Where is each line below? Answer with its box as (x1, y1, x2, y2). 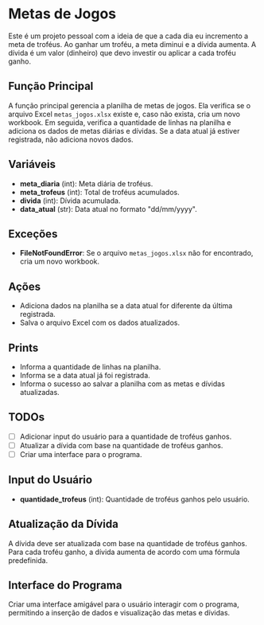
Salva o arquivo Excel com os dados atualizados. (19, 318, 181, 327)
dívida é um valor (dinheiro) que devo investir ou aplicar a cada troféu (8, 48, 236, 57)
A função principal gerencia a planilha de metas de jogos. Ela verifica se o (8, 100, 251, 110)
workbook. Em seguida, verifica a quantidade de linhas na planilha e (8, 117, 231, 127)
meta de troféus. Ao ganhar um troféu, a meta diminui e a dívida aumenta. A (8, 39, 257, 49)
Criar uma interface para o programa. (19, 449, 142, 459)
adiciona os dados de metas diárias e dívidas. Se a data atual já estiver (8, 126, 240, 135)
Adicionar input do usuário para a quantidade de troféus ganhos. (19, 432, 232, 441)
